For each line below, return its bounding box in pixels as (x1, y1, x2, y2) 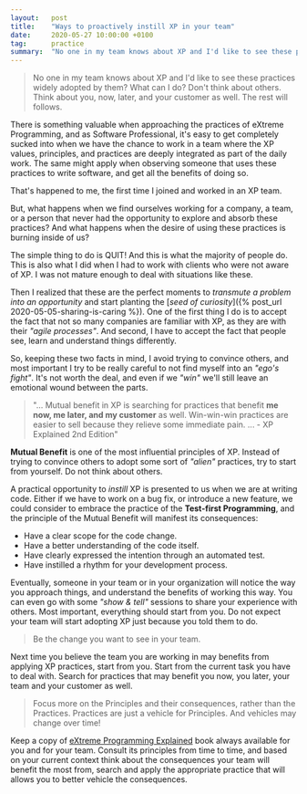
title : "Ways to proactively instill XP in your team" (10, 22, 235, 31)
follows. (32, 101, 63, 112)
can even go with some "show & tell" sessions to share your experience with (10, 597, 298, 608)
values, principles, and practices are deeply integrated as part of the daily (10, 148, 288, 160)
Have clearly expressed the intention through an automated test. (23, 549, 265, 561)
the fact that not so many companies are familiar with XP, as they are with (10, 316, 287, 327)
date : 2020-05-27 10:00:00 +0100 (10, 30, 154, 39)
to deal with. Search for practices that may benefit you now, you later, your (10, 671, 291, 682)
